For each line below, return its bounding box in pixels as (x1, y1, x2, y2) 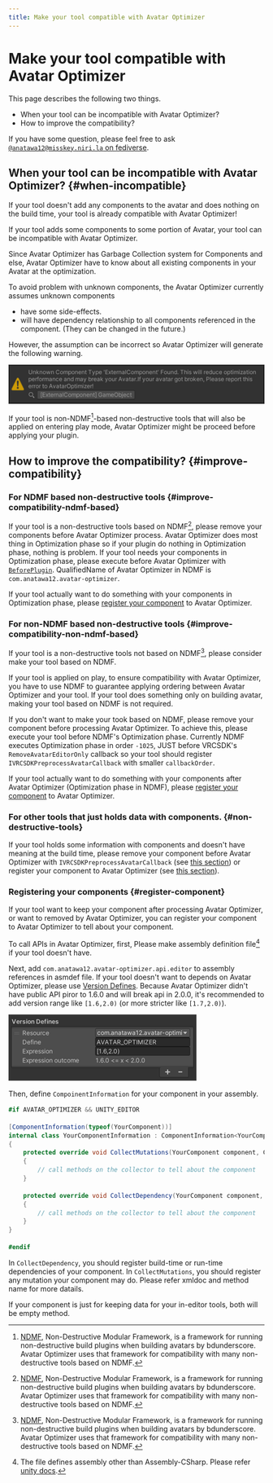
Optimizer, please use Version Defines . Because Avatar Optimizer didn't (8, 981, 249, 991)
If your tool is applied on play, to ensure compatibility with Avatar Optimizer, (8, 672, 262, 682)
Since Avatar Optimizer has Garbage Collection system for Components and (8, 249, 263, 259)
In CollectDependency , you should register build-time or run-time (8, 1257, 223, 1267)
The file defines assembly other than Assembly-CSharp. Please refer (19, 1457, 251, 1467)
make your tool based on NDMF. (8, 657, 116, 667)
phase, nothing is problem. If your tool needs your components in (8, 547, 227, 557)
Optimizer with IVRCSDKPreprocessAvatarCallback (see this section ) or (8, 857, 241, 867)
